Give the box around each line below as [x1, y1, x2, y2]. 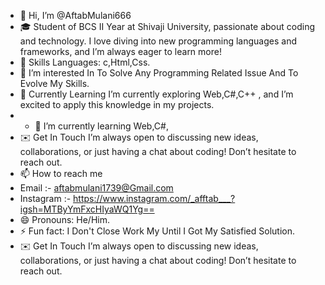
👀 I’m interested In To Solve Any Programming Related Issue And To [19, 67, 299, 79]
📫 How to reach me [19, 168, 103, 179]
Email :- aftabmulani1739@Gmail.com [19, 182, 174, 194]
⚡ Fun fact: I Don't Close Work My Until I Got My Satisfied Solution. [19, 225, 296, 237]
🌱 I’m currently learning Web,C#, [34, 120, 169, 132]
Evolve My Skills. [19, 78, 90, 89]
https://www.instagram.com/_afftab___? [73, 193, 236, 204]
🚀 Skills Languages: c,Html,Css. [19, 56, 151, 68]
